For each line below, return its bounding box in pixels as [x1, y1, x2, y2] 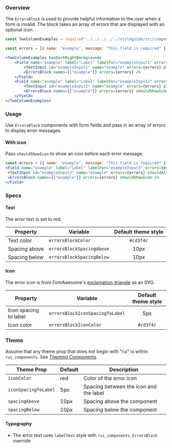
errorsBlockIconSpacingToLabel [49, 310, 125, 316]
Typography [5, 420, 32, 426]
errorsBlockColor [48, 237, 91, 243]
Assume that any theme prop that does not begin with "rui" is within [5, 348, 148, 354]
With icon [5, 139, 27, 145]
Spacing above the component [83, 398, 158, 405]
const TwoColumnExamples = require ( [5, 36, 83, 42]
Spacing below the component [83, 406, 157, 414]
